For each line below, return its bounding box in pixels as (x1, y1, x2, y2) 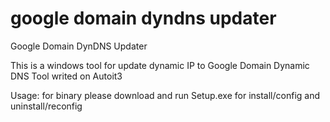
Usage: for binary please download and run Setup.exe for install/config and (10, 89, 321, 101)
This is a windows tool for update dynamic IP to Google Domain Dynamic (10, 59, 310, 71)
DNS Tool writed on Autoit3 (10, 70, 123, 82)
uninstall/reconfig (10, 100, 83, 112)
